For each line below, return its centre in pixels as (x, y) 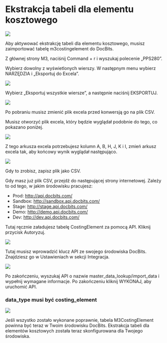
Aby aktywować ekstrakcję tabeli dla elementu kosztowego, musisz (75, 43)
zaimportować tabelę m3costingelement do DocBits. (60, 48)
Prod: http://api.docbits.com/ (43, 195)
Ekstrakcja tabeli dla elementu (70, 9)
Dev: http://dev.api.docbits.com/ (46, 217)
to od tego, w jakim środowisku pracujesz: (49, 186)
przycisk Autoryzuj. (25, 232)
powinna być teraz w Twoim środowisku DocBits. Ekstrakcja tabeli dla (77, 325)
